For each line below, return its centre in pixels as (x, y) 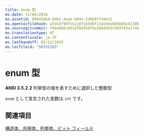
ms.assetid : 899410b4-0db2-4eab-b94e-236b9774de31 (59, 19)
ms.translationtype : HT (30, 33)
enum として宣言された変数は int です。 (45, 98)
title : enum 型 (20, 10)
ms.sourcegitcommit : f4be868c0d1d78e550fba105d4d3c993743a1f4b (72, 28)
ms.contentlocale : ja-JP (31, 38)
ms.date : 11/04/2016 (27, 14)
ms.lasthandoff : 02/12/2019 (34, 42)
